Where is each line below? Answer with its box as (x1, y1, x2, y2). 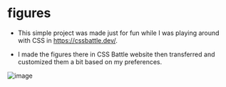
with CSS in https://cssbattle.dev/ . (17, 36, 118, 44)
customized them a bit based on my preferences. (17, 57, 163, 66)
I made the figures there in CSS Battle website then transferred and (17, 50, 215, 58)
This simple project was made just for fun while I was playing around (17, 29, 220, 37)
